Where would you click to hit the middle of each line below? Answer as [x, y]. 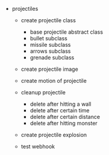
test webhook [38, 146]
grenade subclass [52, 57]
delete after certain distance [65, 117]
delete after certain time [60, 110]
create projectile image [49, 69]
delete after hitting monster [64, 123]
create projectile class [48, 20]
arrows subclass [50, 51]
